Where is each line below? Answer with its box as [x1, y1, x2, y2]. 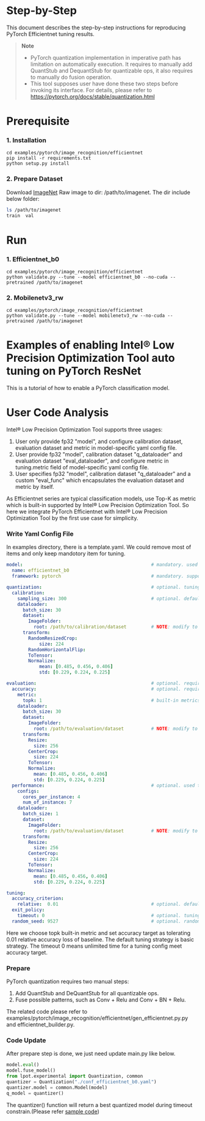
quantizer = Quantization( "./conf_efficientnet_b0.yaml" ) [6, 1079, 157, 1085]
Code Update [6, 1036, 46, 1045]
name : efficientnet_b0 [12, 568, 70, 574]
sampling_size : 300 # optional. [17, 596, 182, 602]
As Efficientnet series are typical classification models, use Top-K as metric [6, 495, 196, 502]
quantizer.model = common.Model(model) [6, 1084, 108, 1090]
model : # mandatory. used [6, 562, 198, 568]
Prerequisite [6, 114, 70, 128]
